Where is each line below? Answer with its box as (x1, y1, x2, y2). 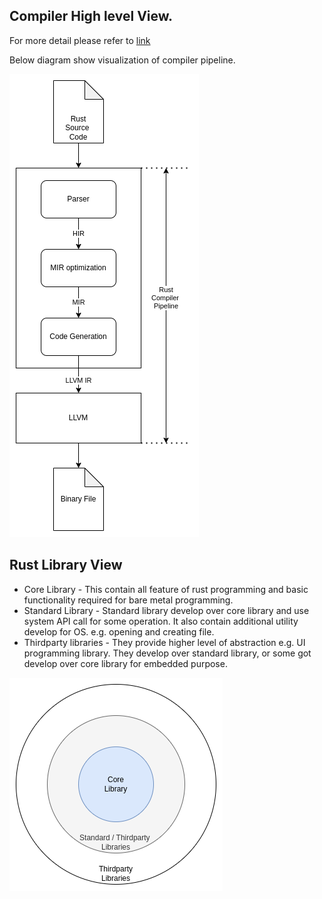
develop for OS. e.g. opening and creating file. (23, 625, 215, 638)
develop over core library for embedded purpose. (23, 657, 228, 669)
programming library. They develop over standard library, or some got (23, 647, 312, 659)
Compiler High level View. (9, 8, 174, 25)
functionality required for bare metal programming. (23, 594, 234, 606)
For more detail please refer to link (9, 34, 151, 46)
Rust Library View (9, 557, 123, 574)
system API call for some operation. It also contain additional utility (23, 615, 299, 627)
